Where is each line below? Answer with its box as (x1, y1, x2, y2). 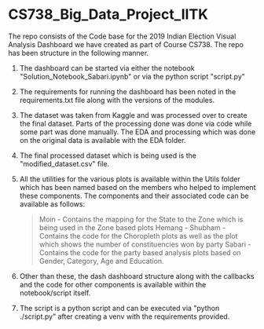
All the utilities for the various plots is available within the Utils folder (19, 174, 241, 184)
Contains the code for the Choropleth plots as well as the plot (38, 231, 238, 240)
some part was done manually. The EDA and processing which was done (19, 127, 256, 137)
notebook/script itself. (19, 288, 91, 298)
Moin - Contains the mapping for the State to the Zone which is (38, 214, 244, 224)
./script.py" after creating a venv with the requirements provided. (19, 312, 230, 321)
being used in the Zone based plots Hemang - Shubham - (38, 222, 226, 232)
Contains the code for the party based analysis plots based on (38, 247, 241, 257)
